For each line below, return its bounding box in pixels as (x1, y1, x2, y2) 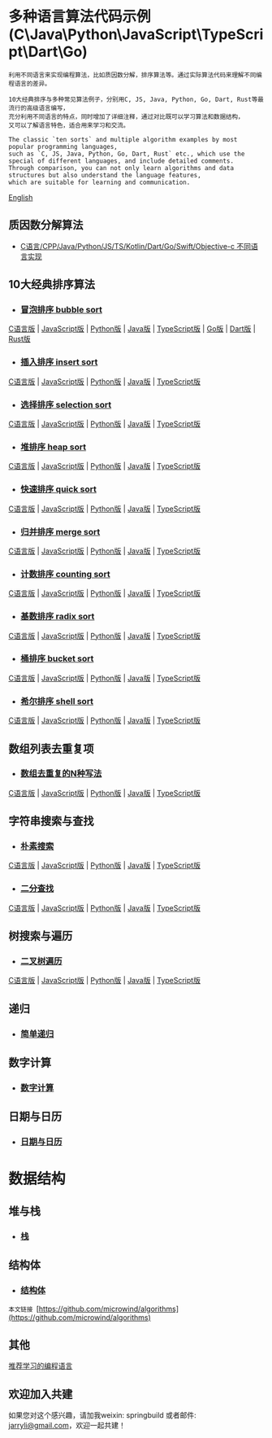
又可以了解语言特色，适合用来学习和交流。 (8, 121, 130, 129)
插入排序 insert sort (19, 356, 98, 368)
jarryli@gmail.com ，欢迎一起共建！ (8, 1421, 126, 1431)
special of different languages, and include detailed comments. (8, 156, 234, 165)
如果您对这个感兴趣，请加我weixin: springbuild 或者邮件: (8, 1410, 196, 1420)
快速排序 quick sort (19, 483, 97, 495)
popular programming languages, (8, 142, 118, 151)
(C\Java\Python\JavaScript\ (8, 25, 202, 44)
